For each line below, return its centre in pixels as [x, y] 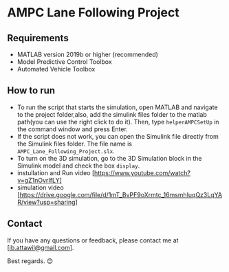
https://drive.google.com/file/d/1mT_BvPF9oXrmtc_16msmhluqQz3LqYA [121, 194]
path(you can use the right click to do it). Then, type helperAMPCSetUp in [118, 122]
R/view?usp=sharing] [47, 202]
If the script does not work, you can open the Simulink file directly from [118, 136]
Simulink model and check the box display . [78, 166]
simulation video [40, 188]
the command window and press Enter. [73, 129]
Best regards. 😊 [30, 261]
